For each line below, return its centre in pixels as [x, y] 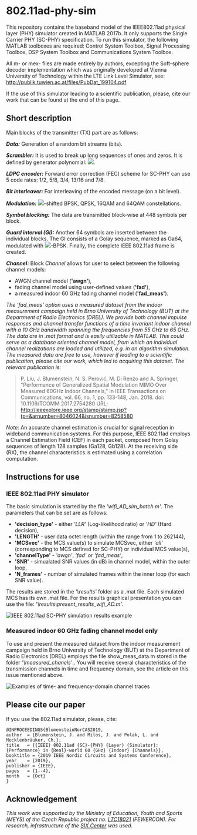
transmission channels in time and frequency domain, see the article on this [97, 669]
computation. [22, 458]
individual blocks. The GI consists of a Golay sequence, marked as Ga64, [94, 239]
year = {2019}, [28, 760]
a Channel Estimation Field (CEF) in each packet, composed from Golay [92, 440]
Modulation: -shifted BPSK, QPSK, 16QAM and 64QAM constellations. [94, 203]
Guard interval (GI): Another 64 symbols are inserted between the [86, 232]
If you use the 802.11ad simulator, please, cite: [62, 719]
